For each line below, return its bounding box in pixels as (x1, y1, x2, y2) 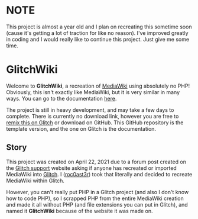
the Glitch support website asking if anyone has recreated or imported (6, 164, 177, 172)
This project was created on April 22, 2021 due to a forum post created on (6, 158, 186, 165)
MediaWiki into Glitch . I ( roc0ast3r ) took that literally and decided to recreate (6, 170, 193, 178)
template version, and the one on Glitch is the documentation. (6, 125, 157, 132)
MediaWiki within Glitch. (6, 177, 65, 184)
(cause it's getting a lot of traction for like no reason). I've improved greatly (6, 29, 189, 36)
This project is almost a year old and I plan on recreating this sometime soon (6, 23, 192, 30)
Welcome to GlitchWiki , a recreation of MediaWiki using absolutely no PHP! (6, 82, 190, 89)
